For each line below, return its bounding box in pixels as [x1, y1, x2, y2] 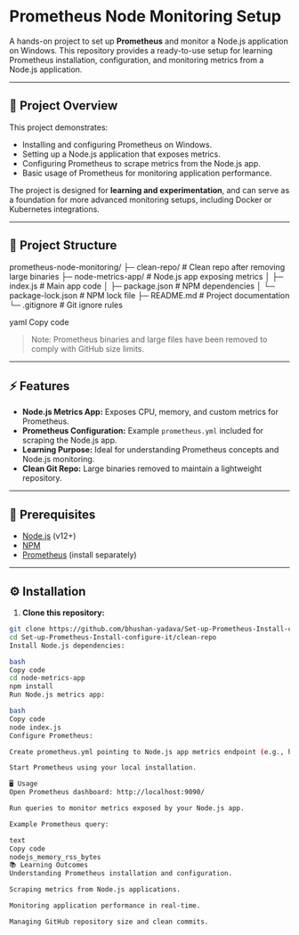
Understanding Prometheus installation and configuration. [9, 869, 233, 878]
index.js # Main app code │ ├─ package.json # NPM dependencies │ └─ [9, 280, 276, 291]
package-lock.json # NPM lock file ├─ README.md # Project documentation [9, 289, 290, 300]
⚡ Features [9, 378, 70, 394]
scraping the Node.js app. [21, 435, 117, 446]
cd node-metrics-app [9, 674, 86, 683]
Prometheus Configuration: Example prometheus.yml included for [21, 426, 264, 436]
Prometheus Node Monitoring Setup [9, 6, 282, 27]
